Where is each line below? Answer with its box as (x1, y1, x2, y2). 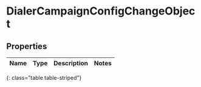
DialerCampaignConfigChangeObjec (6, 4, 196, 18)
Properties (6, 41, 47, 51)
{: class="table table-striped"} (6, 74, 82, 81)
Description (53, 59, 88, 67)
